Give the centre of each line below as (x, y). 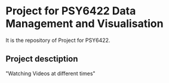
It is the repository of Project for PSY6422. (58, 40)
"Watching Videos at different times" (51, 73)
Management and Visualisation (84, 24)
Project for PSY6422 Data (71, 11)
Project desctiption (42, 59)
